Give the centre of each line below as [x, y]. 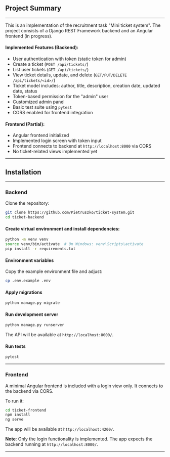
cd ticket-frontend [26, 410]
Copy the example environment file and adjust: [54, 271]
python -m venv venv [27, 240]
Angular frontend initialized [41, 135]
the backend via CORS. [29, 391]
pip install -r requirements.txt [40, 249]
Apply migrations [24, 292]
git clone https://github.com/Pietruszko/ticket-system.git [70, 213]
